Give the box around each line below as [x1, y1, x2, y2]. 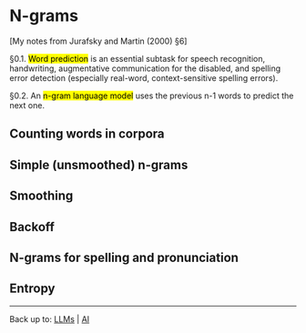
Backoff [9, 219, 55, 235]
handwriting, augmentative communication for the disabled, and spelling [9, 63, 281, 74]
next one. [9, 99, 46, 110]
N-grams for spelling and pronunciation [9, 249, 240, 265]
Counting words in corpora [9, 126, 165, 142]
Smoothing [9, 188, 74, 204]
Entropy [9, 281, 56, 297]
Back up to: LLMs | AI [9, 313, 90, 324]
